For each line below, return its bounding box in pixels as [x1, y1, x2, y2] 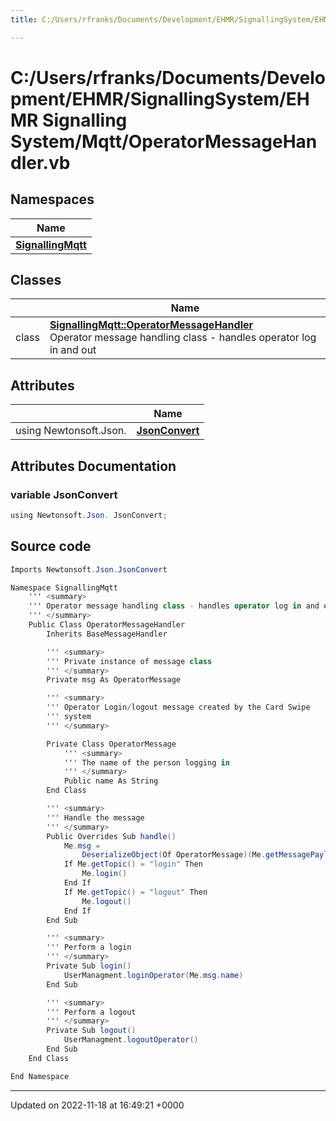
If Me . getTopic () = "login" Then [63, 859, 203, 870]
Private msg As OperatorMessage [46, 675, 182, 685]
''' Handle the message [46, 812, 145, 823]
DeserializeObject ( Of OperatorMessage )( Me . [81, 850, 267, 860]
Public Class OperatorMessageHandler [28, 620, 186, 630]
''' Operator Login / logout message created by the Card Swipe [46, 702, 311, 713]
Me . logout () [81, 896, 132, 906]
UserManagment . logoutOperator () [63, 1035, 199, 1045]
